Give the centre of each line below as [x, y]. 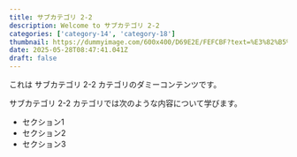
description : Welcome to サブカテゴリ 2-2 [84, 26]
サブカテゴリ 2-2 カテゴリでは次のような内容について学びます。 [126, 103]
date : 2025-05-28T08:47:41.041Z [69, 50]
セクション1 [43, 122]
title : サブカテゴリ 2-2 [51, 17]
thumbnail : [29, 42]
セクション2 [44, 133]
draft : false [33, 58]
